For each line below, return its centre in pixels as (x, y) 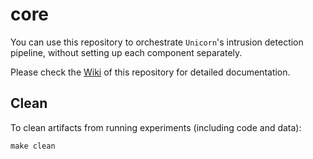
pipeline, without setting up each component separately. (126, 52)
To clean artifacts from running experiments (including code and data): (156, 127)
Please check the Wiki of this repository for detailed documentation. (150, 72)
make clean (33, 146)
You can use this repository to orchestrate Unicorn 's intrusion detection (157, 42)
